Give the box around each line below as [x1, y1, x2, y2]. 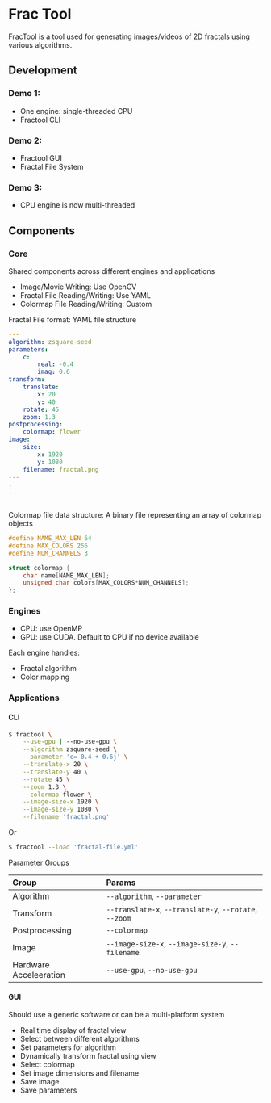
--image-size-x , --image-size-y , [106, 937, 228, 949]
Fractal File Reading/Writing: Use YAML [19, 290, 152, 300]
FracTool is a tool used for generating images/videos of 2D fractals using [8, 31, 250, 41]
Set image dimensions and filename [19, 1068, 140, 1078]
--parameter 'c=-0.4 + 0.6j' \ [23, 753, 128, 761]
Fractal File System [19, 161, 84, 171]
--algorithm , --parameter [106, 890, 202, 901]
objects [8, 518, 34, 529]
